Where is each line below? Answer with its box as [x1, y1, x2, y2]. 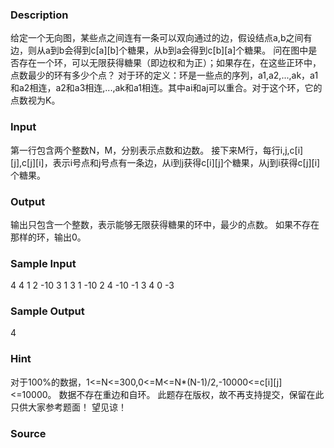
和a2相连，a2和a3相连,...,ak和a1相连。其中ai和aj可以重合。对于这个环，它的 [10, 82, 323, 94]
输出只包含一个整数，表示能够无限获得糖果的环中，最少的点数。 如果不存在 [10, 218, 320, 230]
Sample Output [10, 304, 85, 318]
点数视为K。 [10, 94, 61, 107]
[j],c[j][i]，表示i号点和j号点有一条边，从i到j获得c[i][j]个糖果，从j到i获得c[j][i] [10, 156, 321, 168]
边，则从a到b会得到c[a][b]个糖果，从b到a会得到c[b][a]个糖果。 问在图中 [10, 44, 309, 57]
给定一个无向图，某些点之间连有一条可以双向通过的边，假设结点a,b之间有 [10, 32, 313, 44]
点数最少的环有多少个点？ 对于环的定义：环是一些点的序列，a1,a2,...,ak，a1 [10, 69, 319, 82]
